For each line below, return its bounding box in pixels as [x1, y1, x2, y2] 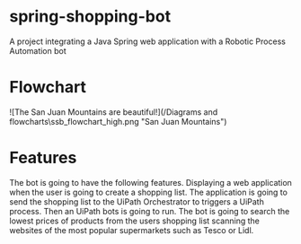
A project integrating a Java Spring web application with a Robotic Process [9, 36, 286, 47]
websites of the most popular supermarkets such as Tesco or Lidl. [9, 224, 254, 235]
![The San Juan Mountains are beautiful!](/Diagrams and [9, 106, 218, 118]
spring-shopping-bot [9, 6, 172, 27]
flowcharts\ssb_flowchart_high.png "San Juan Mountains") [9, 116, 227, 126]
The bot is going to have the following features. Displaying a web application [9, 177, 292, 187]
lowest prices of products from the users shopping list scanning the [9, 215, 261, 226]
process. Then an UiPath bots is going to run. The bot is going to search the [9, 205, 290, 216]
